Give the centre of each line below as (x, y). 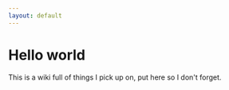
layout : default (35, 16)
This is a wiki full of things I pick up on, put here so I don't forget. (115, 77)
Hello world (47, 55)
